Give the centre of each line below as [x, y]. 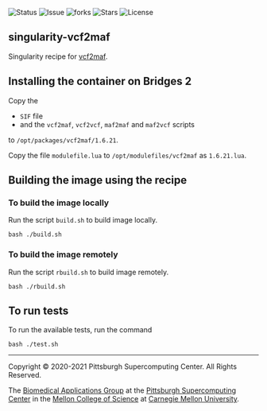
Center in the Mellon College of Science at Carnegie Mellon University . [124, 399]
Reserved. [25, 375]
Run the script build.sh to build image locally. [83, 220]
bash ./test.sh [33, 345]
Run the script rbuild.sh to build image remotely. [89, 272]
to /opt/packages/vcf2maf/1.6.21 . [64, 140]
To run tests [39, 311]
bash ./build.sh [35, 235]
